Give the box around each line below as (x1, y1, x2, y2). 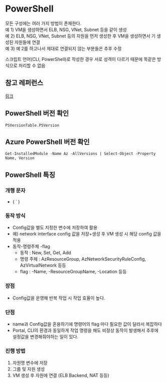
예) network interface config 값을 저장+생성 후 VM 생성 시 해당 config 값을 (12, 231, 161, 237)
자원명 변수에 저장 (12, 360, 48, 366)
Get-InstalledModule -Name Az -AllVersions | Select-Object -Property (5, 151, 156, 157)
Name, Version (5, 156, 35, 161)
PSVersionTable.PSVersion (5, 123, 59, 128)
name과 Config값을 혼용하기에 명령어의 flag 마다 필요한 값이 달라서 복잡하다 (12, 321, 162, 327)
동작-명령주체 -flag (12, 244, 50, 250)
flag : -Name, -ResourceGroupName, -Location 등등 (20, 269, 127, 275)
